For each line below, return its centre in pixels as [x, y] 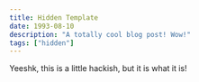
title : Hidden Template [54, 18]
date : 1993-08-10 [42, 26]
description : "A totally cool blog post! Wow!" [100, 34]
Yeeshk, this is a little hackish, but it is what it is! [98, 68]
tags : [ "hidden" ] [42, 43]
